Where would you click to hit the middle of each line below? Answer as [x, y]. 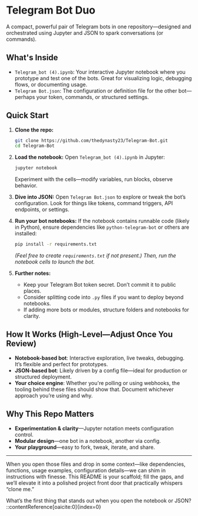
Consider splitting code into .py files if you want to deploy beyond [103, 297]
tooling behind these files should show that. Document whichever [94, 389]
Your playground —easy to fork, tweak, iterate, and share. [85, 447]
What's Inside [32, 57]
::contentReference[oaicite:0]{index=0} [54, 507]
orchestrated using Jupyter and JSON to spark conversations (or [85, 32]
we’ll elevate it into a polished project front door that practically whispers [94, 483]
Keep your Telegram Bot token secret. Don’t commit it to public [100, 285]
